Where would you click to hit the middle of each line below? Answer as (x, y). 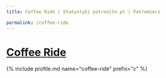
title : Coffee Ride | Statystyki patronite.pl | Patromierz (84, 12)
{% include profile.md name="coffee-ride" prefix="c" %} (77, 69)
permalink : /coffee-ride (37, 22)
